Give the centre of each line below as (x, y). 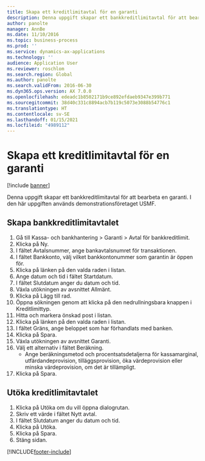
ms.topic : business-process (43, 40)
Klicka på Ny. (32, 244)
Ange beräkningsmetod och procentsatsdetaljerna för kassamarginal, (112, 354)
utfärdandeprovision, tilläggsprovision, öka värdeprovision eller (104, 360)
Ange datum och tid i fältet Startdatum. (64, 276)
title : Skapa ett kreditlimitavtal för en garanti (72, 12)
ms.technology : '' (30, 57)
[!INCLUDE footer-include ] (39, 451)
